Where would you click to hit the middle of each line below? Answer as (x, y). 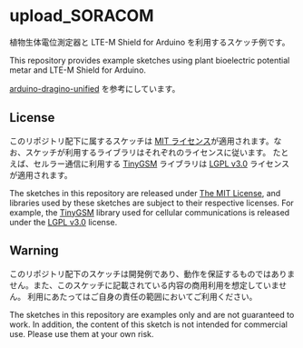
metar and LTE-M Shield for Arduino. (78, 70)
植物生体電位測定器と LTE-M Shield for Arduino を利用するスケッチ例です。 (150, 42)
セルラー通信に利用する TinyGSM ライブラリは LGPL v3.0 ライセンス (161, 164)
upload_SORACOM (82, 16)
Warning (34, 251)
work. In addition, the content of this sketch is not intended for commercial (149, 324)
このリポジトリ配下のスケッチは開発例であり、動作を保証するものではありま (152, 273)
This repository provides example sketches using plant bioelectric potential (150, 60)
